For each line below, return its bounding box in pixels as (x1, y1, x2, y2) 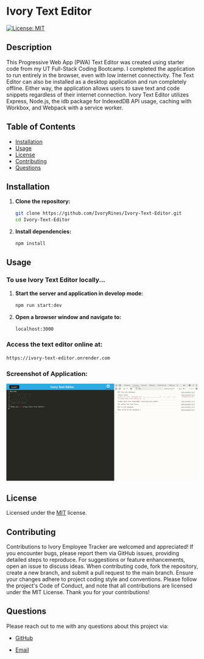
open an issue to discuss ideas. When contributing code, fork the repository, (6, 562, 199, 570)
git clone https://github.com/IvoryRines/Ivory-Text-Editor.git (15, 210, 182, 216)
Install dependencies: (15, 228, 72, 235)
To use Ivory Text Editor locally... (6, 276, 105, 284)
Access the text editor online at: (6, 341, 103, 349)
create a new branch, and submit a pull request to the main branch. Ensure (6, 569, 194, 576)
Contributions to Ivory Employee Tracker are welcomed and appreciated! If (6, 543, 194, 550)
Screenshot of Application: (6, 369, 88, 378)
